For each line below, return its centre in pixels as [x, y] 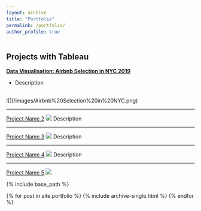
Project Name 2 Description [44, 119]
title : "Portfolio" [31, 19]
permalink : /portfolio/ [36, 25]
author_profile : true [33, 32]
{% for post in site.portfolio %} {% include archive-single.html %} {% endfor [100, 196]
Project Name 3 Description [44, 137]
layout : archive [26, 13]
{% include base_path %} [38, 184]
